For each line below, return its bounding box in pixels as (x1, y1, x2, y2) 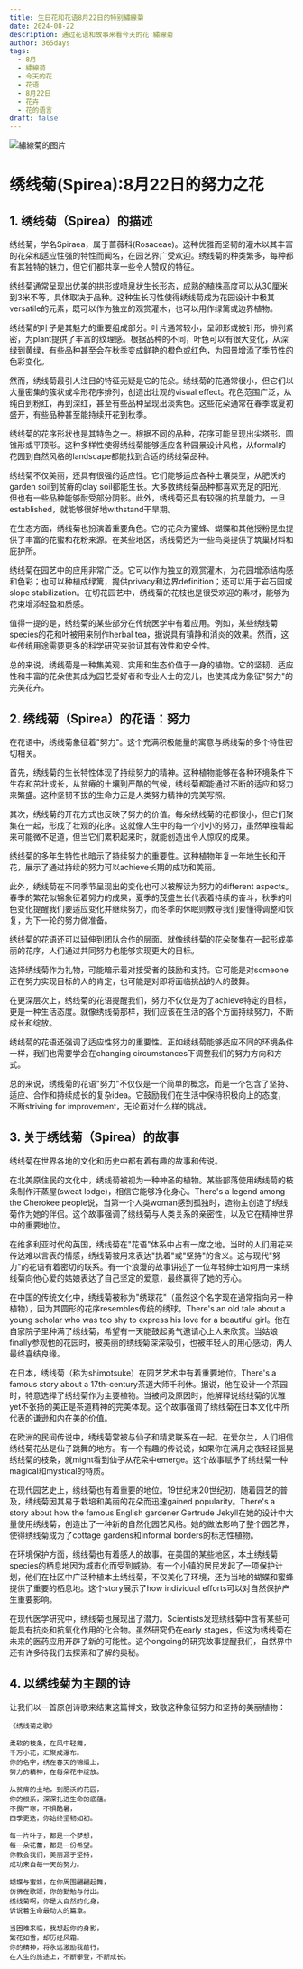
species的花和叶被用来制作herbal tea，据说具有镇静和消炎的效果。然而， (9, 629, 281, 640)
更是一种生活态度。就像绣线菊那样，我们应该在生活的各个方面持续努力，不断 (9, 1006, 294, 1017)
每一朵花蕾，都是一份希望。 (9, 1841, 97, 1850)
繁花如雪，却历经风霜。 (9, 1933, 84, 1942)
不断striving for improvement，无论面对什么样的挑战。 (9, 1100, 212, 1111)
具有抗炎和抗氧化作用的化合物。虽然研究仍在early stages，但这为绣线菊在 (16, 1624, 292, 1635)
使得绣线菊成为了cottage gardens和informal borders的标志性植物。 (9, 1530, 259, 1541)
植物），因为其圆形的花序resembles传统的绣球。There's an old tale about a (9, 1302, 286, 1313)
